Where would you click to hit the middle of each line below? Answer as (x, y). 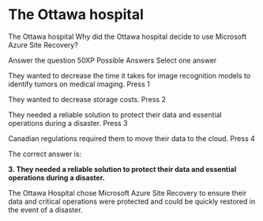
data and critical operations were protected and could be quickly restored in (131, 201)
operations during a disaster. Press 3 (68, 123)
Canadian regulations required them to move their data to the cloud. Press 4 (131, 138)
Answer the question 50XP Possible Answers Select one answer (113, 60)
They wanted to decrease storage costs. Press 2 (87, 99)
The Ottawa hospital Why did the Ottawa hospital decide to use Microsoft (128, 36)
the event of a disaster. (45, 210)
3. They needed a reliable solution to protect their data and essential (122, 169)
